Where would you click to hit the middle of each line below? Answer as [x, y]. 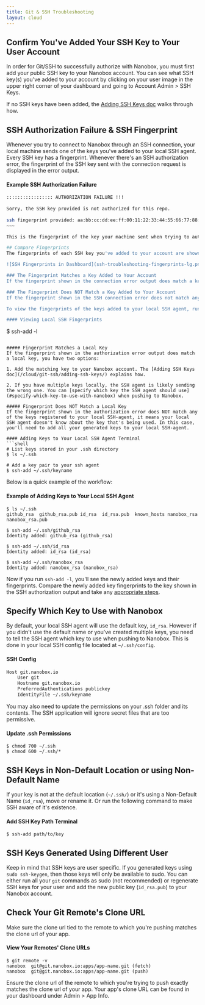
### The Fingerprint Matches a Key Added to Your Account [81, 276]
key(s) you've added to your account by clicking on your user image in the [100, 79]
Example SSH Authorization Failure [52, 184]
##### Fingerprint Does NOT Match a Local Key [67, 407]
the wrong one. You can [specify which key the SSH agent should [91, 391]
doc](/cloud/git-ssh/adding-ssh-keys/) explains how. [76, 375]
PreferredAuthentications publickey [64, 689]
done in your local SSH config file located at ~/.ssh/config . [81, 645]
